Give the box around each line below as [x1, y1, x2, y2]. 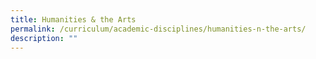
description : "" [10, 33, 78, 43]
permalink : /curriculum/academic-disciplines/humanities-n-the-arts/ [10, 24, 307, 34]
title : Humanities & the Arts [10, 14, 137, 25]
